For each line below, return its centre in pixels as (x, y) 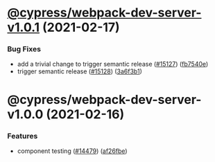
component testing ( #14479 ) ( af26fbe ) (72, 151)
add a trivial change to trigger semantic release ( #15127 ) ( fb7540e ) (113, 64)
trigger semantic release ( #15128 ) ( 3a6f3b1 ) (79, 71)
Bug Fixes (24, 49)
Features (23, 136)
